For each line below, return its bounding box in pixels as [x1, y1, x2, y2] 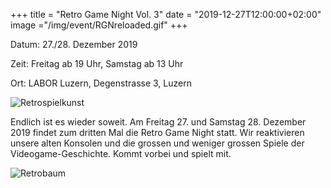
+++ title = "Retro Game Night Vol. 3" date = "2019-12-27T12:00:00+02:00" [10, 9, 322, 20]
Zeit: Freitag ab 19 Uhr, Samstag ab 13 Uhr [10, 58, 184, 69]
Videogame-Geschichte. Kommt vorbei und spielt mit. [10, 148, 232, 159]
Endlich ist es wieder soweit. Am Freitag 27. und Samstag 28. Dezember [10, 116, 307, 128]
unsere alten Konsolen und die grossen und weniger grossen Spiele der [10, 137, 305, 149]
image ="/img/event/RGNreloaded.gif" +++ [10, 19, 188, 31]
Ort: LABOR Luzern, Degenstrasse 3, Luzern [10, 77, 192, 89]
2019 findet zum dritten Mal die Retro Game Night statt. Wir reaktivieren [10, 127, 305, 138]
